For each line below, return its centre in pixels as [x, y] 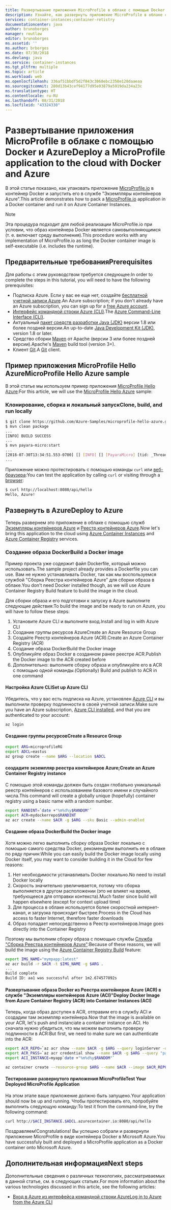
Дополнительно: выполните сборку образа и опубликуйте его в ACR [87, 665]
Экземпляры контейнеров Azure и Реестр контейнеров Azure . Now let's [83, 528]
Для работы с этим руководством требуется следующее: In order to [79, 274]
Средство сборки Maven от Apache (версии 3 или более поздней [84, 339]
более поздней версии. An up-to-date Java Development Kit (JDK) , [84, 327]
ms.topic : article [25, 72]
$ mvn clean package [27, 426]
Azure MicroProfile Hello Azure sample [67, 374]
